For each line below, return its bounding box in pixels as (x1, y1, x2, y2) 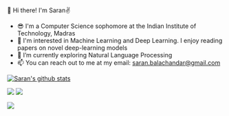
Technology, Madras (17, 29, 76, 37)
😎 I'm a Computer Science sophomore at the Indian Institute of (17, 22, 197, 30)
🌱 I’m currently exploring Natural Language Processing (17, 51, 173, 59)
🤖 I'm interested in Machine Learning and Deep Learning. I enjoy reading (17, 37, 223, 44)
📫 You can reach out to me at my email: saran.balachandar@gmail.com (17, 59, 221, 67)
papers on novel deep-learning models (17, 44, 128, 52)
